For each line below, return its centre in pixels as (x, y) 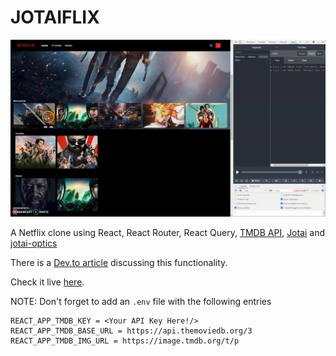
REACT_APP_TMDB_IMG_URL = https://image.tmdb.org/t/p (125, 341)
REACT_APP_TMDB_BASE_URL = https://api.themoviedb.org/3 (131, 331)
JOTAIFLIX (55, 17)
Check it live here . (47, 282)
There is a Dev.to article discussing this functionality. (119, 263)
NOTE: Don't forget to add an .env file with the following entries (141, 302)
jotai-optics (34, 243)
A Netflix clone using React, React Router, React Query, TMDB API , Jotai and (168, 233)
